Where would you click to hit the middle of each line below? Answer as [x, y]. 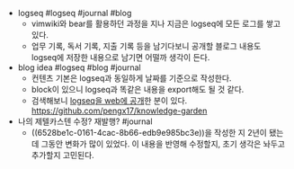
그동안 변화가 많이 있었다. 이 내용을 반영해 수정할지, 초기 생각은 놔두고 [163, 144]
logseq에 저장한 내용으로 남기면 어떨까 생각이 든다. [120, 57]
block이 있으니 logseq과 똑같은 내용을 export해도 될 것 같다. [138, 89]
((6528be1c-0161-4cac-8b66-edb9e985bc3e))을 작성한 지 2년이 [149, 133]
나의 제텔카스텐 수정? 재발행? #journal [85, 121]
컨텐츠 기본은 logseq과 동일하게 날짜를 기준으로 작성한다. [131, 78]
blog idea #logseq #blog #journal [79, 67]
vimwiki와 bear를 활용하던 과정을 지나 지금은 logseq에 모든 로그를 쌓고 [156, 23]
